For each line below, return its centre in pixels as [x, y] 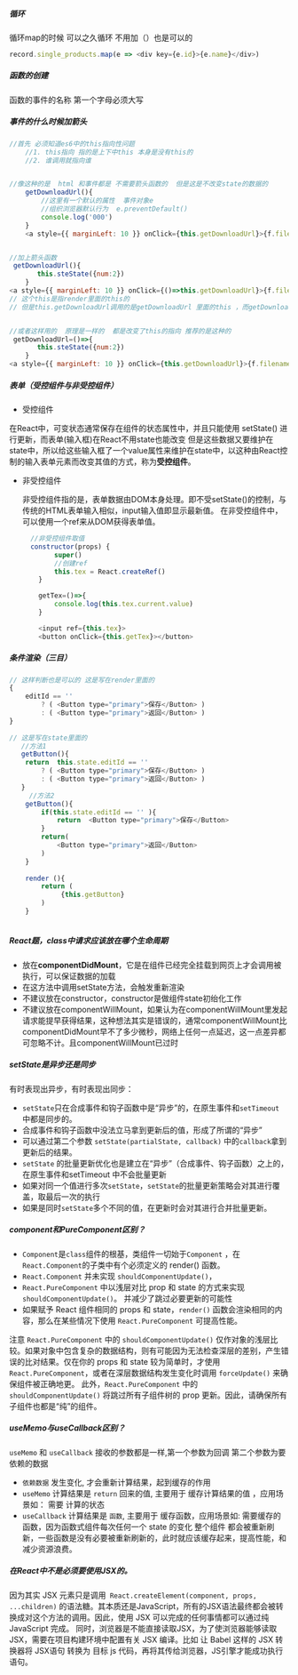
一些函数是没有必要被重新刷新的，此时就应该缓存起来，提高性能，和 [162, 1537]
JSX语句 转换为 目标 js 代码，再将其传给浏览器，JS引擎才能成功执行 [159, 1650]
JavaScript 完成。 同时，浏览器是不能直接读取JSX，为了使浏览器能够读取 [143, 1628]
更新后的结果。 [49, 1152]
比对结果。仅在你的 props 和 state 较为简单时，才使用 [122, 1361]
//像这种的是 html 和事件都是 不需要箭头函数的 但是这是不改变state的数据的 [139, 184]
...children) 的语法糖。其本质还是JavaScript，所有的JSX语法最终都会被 [143, 1606]
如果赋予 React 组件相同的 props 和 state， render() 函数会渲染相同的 [148, 1309]
